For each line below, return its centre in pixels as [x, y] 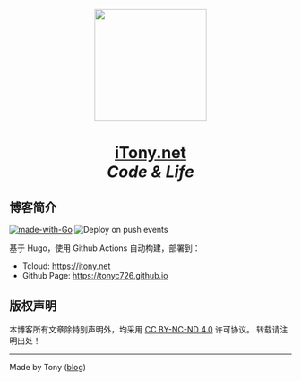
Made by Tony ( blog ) [48, 367]
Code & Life [150, 172]
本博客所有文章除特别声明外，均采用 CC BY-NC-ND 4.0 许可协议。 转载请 [145, 329]
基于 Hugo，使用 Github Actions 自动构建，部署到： [105, 248]
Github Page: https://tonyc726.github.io [95, 275]
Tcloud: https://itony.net [66, 266]
